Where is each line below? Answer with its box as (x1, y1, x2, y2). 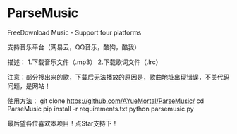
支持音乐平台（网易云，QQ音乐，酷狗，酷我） (7, 42, 141, 51)
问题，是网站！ (7, 81, 51, 90)
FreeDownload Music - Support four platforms (7, 28, 142, 37)
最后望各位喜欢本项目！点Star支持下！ (7, 118, 119, 128)
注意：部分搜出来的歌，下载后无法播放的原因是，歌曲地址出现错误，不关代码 (7, 73, 230, 81)
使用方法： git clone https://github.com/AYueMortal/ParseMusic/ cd (7, 97, 205, 105)
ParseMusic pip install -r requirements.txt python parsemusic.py (7, 104, 194, 113)
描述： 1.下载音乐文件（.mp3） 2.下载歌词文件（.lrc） (7, 58, 162, 66)
